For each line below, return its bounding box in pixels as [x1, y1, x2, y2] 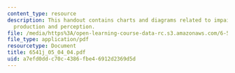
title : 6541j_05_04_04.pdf [7, 49, 86, 56]
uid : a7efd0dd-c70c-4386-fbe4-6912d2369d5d [7, 56, 136, 63]
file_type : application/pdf [7, 36, 90, 43]
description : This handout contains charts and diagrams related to [7, 17, 211, 24]
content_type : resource [7, 10, 77, 17]
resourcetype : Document [7, 42, 77, 49]
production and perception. [13, 23, 96, 30]
